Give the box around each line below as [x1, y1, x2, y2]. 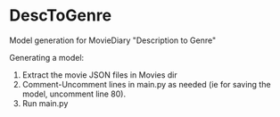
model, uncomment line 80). [21, 88, 127, 99]
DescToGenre [9, 5, 112, 26]
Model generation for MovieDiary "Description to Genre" [9, 35, 217, 46]
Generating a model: [9, 52, 85, 63]
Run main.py [21, 97, 69, 108]
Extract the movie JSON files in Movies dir [21, 69, 178, 80]
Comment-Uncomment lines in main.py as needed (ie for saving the [21, 79, 271, 89]
